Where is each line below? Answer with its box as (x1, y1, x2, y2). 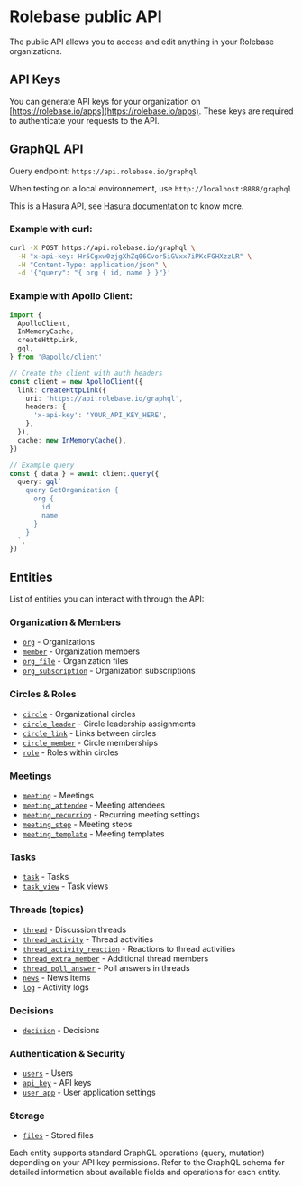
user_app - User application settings (22, 1087, 156, 1098)
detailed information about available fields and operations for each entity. (9, 1167, 281, 1178)
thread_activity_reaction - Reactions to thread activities (22, 943, 236, 954)
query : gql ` (17, 477, 63, 487)
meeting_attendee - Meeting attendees (22, 799, 165, 810)
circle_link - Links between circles (22, 727, 157, 738)
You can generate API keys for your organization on (9, 96, 201, 107)
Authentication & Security (9, 1047, 126, 1060)
